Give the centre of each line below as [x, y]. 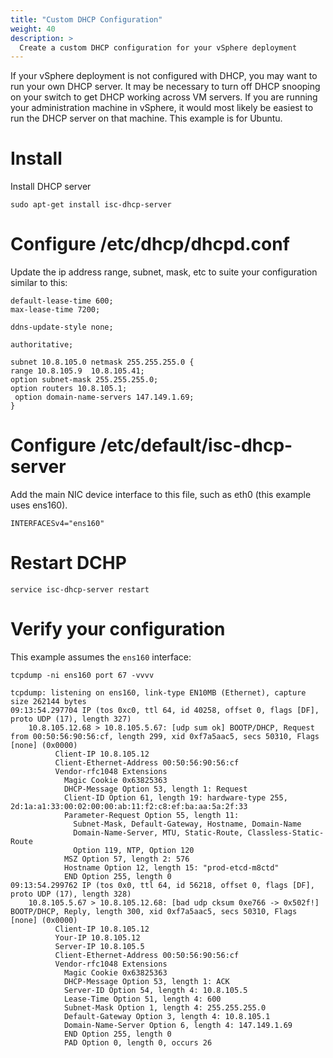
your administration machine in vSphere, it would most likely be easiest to [162, 108]
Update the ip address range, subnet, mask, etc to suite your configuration [164, 272]
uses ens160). [39, 505]
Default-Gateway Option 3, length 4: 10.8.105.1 [167, 1016]
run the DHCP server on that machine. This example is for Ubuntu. [146, 118]
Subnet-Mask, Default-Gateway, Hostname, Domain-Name [187, 824]
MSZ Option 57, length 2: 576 [126, 859]
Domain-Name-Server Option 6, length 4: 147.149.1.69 [178, 1025]
